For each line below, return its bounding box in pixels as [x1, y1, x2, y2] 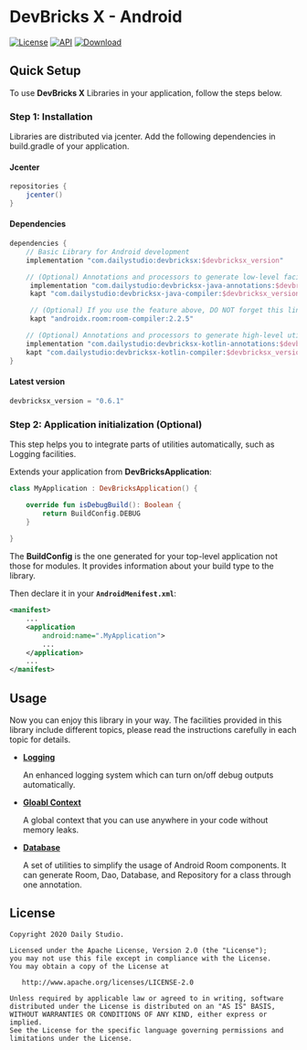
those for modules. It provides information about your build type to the [9, 560, 274, 572]
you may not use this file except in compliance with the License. [9, 953, 272, 963]
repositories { [9, 182, 68, 191]
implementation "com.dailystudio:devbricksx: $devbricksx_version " [26, 256, 284, 265]
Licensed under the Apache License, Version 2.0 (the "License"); [9, 946, 268, 955]
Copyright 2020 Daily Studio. [9, 929, 125, 939]
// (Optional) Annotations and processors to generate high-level [26, 331, 284, 340]
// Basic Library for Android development [26, 247, 190, 257]
